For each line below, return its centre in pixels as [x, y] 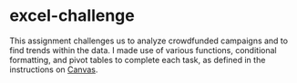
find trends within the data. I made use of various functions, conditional [143, 50]
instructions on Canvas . [54, 69]
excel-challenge [72, 16]
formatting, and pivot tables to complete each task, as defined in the [138, 60]
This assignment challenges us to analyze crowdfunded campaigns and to [149, 41]
